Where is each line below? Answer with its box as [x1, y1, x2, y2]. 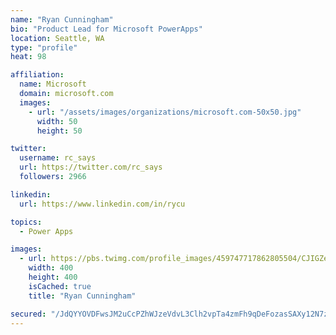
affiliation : [10, 70, 65, 80]
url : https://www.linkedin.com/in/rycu [19, 199, 186, 209]
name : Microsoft [19, 79, 87, 90]
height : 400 [28, 272, 78, 282]
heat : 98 [10, 52, 47, 62]
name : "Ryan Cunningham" [10, 14, 114, 25]
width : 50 [36, 116, 78, 126]
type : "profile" [10, 42, 78, 53]
